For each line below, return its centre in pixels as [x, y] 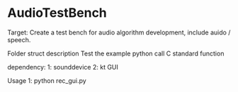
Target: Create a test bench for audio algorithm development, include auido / [119, 32]
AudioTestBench [57, 13]
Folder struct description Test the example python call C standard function [116, 53]
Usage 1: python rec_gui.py [47, 80]
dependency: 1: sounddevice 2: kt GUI [63, 67]
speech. [19, 39]
